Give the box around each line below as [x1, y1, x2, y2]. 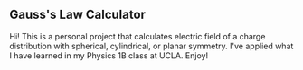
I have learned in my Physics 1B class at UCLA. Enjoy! [9, 49, 209, 61]
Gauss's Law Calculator [9, 7, 147, 22]
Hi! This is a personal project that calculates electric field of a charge [9, 31, 266, 41]
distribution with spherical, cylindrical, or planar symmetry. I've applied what [9, 40, 294, 51]
